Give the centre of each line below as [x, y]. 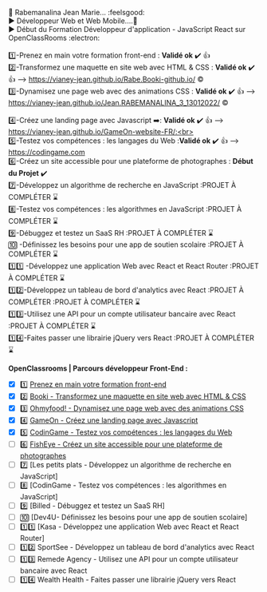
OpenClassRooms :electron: [54, 38]
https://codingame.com [47, 152]
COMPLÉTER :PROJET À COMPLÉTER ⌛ [75, 302]
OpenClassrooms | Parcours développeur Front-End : [98, 368]
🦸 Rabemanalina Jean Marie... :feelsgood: [77, 12]
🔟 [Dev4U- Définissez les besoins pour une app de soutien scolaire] [133, 517]
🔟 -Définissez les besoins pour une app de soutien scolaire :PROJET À [126, 244]
